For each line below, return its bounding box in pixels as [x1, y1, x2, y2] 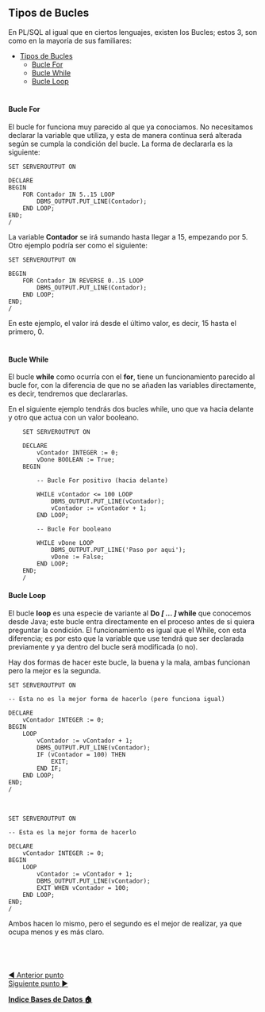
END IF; [36, 765, 62, 772]
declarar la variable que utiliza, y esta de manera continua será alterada [8, 130, 242, 140]
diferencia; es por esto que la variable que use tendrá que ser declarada [8, 634, 244, 643]
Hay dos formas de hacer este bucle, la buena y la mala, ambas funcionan [8, 657, 251, 667]
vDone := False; [50, 553, 105, 562]
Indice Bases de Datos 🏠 [8, 995, 93, 1004]
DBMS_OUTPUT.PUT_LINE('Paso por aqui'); [50, 546, 186, 554]
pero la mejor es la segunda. [8, 665, 102, 675]
